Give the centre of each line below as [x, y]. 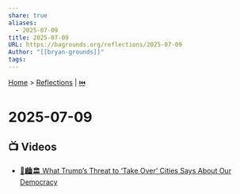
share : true [28, 15]
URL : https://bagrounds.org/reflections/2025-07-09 [95, 45]
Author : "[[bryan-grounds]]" [56, 52]
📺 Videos [32, 147]
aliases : [23, 23]
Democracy [38, 181]
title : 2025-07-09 [38, 37]
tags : [17, 60]
